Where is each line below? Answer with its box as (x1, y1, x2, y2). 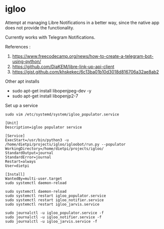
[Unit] (5, 120, 19, 125)
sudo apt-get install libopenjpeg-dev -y (12, 88, 92, 93)
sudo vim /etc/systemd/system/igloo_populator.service (5, 112, 119, 117)
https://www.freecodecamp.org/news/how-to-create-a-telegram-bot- (12, 53, 154, 59)
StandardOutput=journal (5, 150, 54, 155)
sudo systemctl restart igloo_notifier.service (5, 197, 104, 203)
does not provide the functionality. (5, 24, 74, 30)
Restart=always (5, 159, 36, 164)
